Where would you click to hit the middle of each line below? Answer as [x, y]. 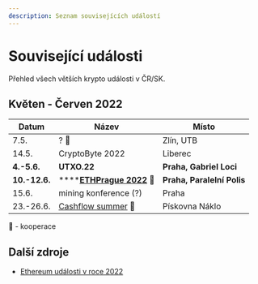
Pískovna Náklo [192, 206]
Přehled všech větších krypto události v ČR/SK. [87, 79]
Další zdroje [39, 252]
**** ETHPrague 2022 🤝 [107, 180]
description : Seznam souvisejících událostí [85, 16]
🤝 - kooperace [32, 226]
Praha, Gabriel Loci [200, 167]
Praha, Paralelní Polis [204, 180]
